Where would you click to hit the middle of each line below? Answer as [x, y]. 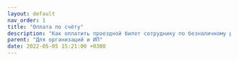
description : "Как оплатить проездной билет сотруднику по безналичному [117, 33]
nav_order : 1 [27, 20]
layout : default [31, 14]
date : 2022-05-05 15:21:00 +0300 [57, 46]
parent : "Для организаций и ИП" [55, 40]
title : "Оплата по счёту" [45, 27]
